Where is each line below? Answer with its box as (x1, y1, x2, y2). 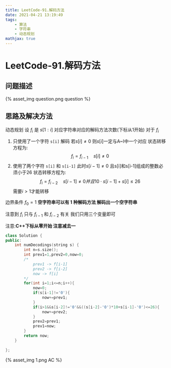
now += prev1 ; (42, 295, 68, 300)
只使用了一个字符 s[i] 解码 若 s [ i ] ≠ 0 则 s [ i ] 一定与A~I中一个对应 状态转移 (12, 138, 166, 144)
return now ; (24, 333, 50, 339)
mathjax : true (5, 36, 36, 42)
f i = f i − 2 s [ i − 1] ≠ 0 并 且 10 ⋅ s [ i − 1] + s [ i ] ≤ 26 (40, 178, 141, 186)
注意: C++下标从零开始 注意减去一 (5, 223, 76, 229)
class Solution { (5, 233, 43, 238)
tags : (5, 17, 17, 22)
